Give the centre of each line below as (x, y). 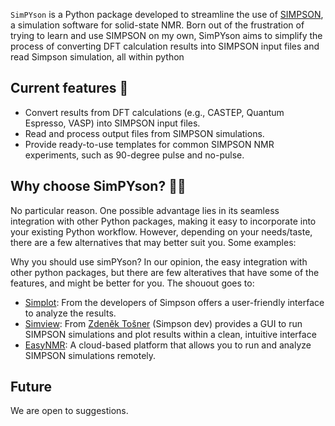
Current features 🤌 (69, 88)
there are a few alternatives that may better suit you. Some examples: (153, 242)
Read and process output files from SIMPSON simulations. (144, 133)
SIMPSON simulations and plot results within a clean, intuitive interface (170, 334)
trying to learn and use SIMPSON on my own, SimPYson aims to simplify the (166, 35)
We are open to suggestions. (69, 411)
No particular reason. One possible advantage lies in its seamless (145, 210)
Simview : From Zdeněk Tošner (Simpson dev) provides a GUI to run (163, 323)
